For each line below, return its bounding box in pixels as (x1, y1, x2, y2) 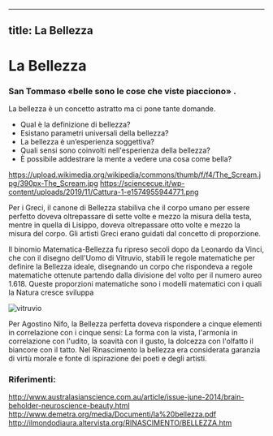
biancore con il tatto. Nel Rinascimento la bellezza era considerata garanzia (8, 344, 261, 354)
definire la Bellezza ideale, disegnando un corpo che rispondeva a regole (8, 261, 253, 271)
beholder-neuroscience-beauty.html (8, 401, 130, 411)
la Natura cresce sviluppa (8, 287, 94, 297)
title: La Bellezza (8, 24, 93, 37)
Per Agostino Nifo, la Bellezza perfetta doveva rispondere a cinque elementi (8, 318, 262, 329)
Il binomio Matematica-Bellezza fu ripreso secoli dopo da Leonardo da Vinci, (8, 244, 264, 254)
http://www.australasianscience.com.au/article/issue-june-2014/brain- (8, 392, 245, 402)
